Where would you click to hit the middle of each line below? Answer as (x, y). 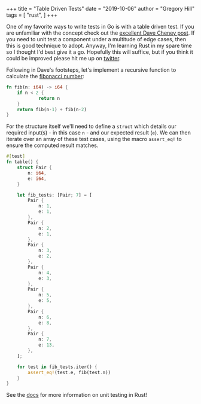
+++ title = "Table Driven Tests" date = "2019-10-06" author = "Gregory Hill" (100, 9)
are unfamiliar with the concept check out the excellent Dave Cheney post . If (100, 33)
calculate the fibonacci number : (45, 76)
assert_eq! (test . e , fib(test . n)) (69, 372)
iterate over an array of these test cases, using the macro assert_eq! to (94, 139)
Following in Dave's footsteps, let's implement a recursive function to (91, 70)
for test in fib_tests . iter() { (57, 367)
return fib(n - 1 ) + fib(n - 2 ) (52, 109)
